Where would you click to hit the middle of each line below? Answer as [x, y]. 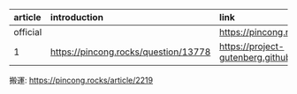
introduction [77, 17]
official [28, 32]
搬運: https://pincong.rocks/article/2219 [81, 80]
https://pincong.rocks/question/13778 [130, 52]
